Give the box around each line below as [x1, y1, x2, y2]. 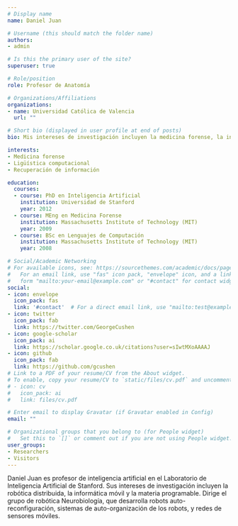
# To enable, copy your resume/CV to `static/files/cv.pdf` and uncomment [7, 376, 233, 384]
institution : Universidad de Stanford [20, 199, 135, 206]
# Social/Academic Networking [7, 258, 97, 265]
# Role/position [7, 75, 55, 82]
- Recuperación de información [7, 166, 100, 174]
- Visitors [7, 454, 40, 461]
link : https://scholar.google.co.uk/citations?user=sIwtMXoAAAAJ [13, 343, 211, 351]
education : [7, 179, 40, 186]
